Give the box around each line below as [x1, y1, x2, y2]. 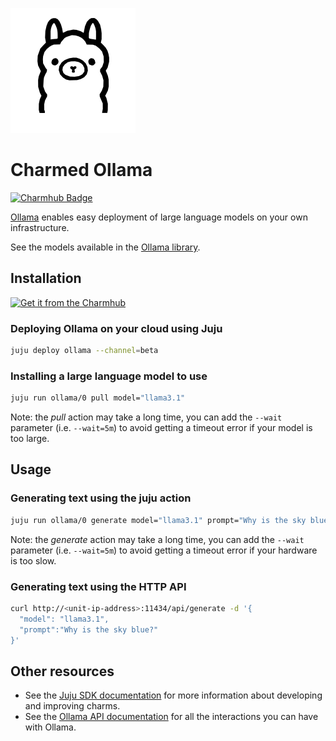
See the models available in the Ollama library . [10, 241, 201, 253]
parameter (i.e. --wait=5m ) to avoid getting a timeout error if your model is [10, 422, 313, 434]
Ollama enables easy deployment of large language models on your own [10, 211, 308, 223]
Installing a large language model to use [10, 369, 208, 383]
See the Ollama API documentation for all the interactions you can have [24, 711, 319, 723]
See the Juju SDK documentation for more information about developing [24, 689, 323, 702]
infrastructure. [10, 221, 70, 233]
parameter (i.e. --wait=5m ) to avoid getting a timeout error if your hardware [10, 544, 318, 556]
